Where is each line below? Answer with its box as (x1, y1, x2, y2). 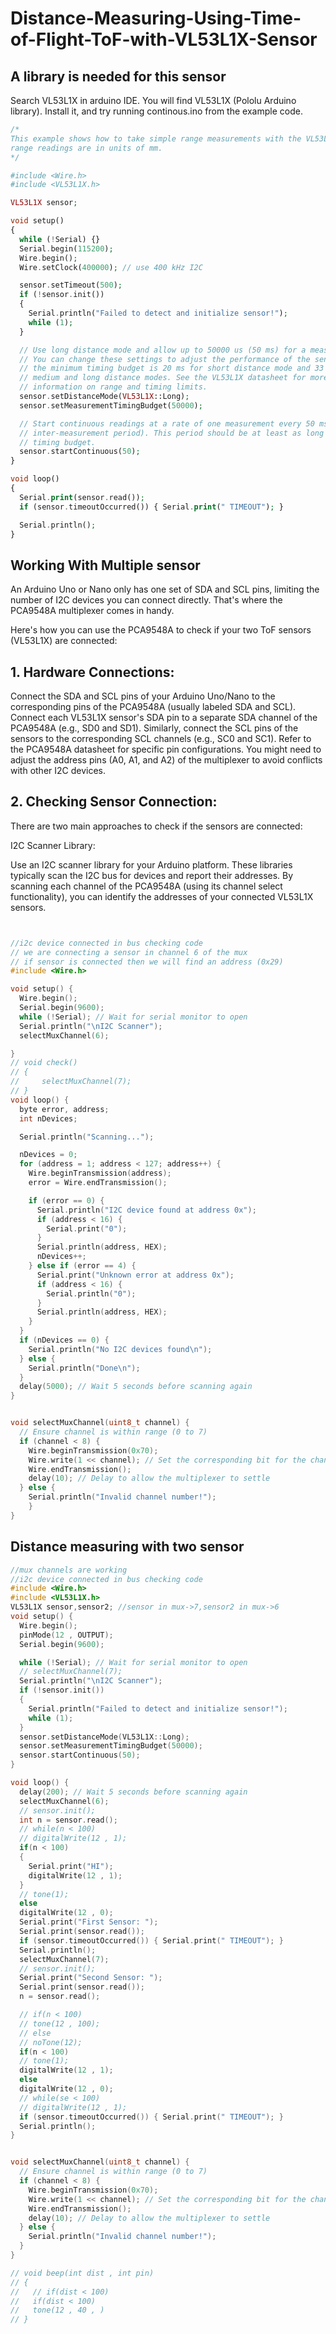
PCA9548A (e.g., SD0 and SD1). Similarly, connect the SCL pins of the (10, 722, 299, 734)
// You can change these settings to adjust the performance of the (19, 354, 311, 364)
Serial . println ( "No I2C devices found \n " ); (28, 1344, 213, 1354)
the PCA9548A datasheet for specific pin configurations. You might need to (10, 743, 322, 755)
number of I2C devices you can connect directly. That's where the (10, 594, 283, 606)
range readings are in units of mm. (10, 143, 163, 153)
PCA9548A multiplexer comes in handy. (10, 605, 175, 617)
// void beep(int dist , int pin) (10, 2268, 155, 2278)
